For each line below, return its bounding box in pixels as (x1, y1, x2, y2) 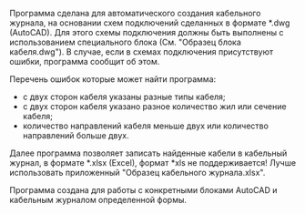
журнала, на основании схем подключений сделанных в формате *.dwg (9, 17, 290, 28)
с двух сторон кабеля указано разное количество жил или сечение (22, 101, 287, 112)
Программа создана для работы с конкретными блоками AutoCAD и (9, 185, 278, 195)
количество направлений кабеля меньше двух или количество (22, 120, 269, 131)
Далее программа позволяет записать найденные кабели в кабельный (9, 148, 288, 158)
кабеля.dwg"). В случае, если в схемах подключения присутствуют (9, 46, 274, 57)
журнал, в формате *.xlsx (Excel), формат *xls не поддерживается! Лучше (9, 158, 297, 168)
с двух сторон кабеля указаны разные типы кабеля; (22, 91, 226, 102)
